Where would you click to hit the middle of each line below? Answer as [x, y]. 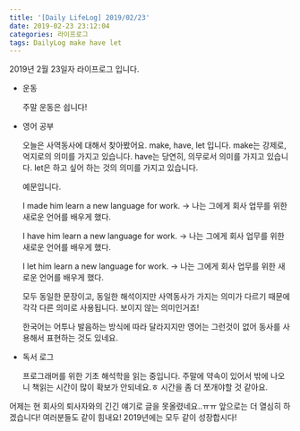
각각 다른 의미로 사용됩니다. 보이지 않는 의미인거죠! [111, 308]
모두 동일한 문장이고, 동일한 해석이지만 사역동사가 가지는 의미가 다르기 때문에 [156, 297]
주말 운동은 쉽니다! [55, 108]
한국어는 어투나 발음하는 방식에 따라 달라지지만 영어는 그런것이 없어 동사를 [151, 327]
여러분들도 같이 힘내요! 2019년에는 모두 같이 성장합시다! [140, 418]
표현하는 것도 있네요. [82, 338]
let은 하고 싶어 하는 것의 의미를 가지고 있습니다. [116, 168]
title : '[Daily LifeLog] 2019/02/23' [80, 17]
